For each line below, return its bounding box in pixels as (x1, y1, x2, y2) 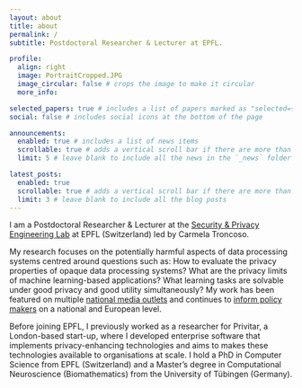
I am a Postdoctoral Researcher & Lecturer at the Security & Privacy (9, 219, 260, 230)
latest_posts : (9, 170, 63, 179)
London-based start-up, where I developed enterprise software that (9, 331, 261, 341)
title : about (9, 22, 58, 31)
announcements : (9, 128, 67, 137)
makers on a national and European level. (9, 304, 162, 314)
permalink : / (9, 30, 58, 39)
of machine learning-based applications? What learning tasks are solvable (9, 275, 285, 286)
